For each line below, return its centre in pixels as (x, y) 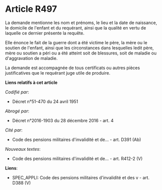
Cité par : (14, 130)
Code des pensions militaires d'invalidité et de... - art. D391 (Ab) (77, 139)
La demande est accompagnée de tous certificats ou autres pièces (73, 68)
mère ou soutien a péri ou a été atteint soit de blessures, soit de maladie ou (81, 53)
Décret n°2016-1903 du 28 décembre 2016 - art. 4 (63, 120)
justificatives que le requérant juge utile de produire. (58, 73)
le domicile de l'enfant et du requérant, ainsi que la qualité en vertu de (76, 27)
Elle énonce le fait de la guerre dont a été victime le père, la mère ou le (76, 42)
